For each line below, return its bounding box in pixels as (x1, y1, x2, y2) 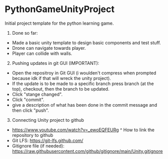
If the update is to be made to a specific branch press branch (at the (12, 81, 154, 87)
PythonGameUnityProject (5, 4, 115, 15)
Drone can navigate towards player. (12, 45, 86, 51)
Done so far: (12, 30, 38, 36)
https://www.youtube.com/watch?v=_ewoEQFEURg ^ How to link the (12, 127, 155, 133)
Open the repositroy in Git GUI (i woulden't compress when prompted (12, 69, 157, 76)
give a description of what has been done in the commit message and (12, 102, 157, 108)
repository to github (12, 132, 53, 138)
